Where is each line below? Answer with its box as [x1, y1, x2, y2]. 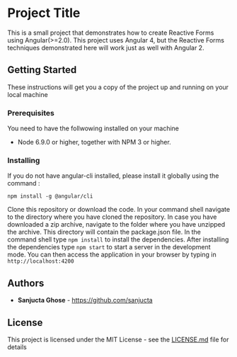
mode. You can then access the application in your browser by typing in [7, 250, 217, 259]
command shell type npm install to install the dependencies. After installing [7, 235, 229, 244]
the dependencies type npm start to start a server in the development [7, 243, 211, 251]
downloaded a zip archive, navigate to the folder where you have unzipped [7, 220, 226, 229]
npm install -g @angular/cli [7, 193, 93, 200]
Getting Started [7, 64, 77, 76]
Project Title [7, 5, 81, 21]
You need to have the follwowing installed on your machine [7, 124, 179, 132]
